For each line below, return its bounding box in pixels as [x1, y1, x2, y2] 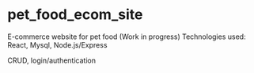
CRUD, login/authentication [7, 56, 97, 65]
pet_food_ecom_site [7, 6, 143, 24]
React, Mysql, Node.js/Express [7, 40, 108, 49]
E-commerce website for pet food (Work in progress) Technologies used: [7, 32, 246, 41]
